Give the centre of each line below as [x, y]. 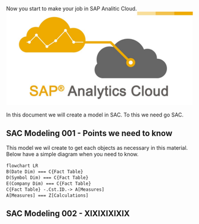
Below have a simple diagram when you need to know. [73, 154]
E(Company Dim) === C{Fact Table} [49, 184]
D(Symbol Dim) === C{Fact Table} [47, 178]
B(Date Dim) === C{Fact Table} [45, 172]
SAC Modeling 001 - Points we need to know [89, 133]
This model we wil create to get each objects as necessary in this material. [97, 147]
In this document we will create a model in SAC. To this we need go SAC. [95, 115]
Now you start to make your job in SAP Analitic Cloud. [72, 9]
